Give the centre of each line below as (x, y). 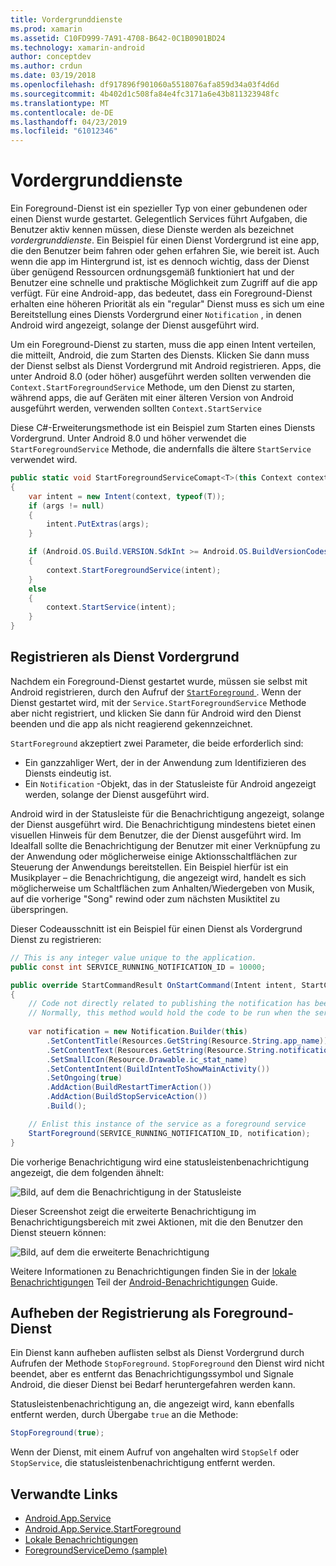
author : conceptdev (51, 57)
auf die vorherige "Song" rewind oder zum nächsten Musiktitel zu (145, 898)
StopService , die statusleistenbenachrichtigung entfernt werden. (143, 1463)
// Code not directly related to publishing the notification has (169, 1004)
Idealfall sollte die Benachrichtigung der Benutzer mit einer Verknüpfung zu (165, 845)
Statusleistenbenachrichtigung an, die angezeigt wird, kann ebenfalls (152, 1404)
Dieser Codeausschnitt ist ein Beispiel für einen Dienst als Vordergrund (156, 928)
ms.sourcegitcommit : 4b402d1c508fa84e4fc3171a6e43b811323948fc (145, 94)
